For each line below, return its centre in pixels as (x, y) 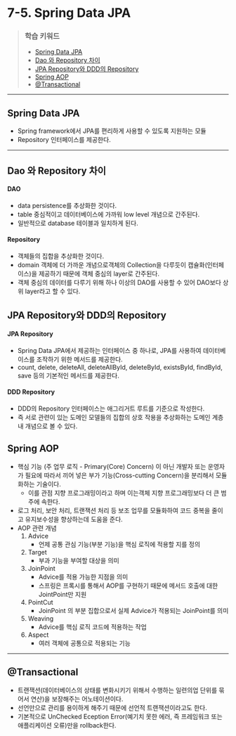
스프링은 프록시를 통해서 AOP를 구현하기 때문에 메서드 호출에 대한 (128, 586)
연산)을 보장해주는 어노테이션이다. (77, 699)
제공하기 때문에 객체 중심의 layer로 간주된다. (99, 274)
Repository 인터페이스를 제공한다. (64, 140)
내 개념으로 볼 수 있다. (47, 426)
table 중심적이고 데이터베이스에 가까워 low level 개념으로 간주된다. (109, 214)
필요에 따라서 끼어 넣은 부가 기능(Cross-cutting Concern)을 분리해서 (119, 475)
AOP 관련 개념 (37, 528)
